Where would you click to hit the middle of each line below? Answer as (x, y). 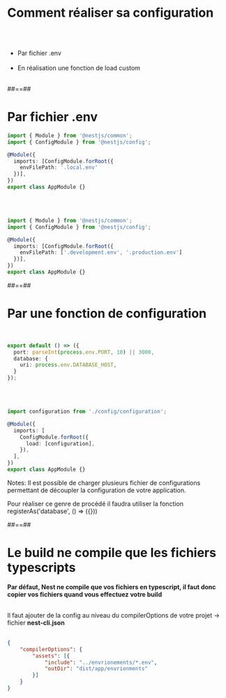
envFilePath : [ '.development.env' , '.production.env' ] (101, 252)
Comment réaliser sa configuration (111, 13)
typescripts (42, 568)
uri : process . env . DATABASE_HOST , (68, 365)
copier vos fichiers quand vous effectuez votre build (85, 594)
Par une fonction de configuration (107, 313)
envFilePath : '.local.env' (59, 168)
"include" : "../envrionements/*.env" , (101, 662)
